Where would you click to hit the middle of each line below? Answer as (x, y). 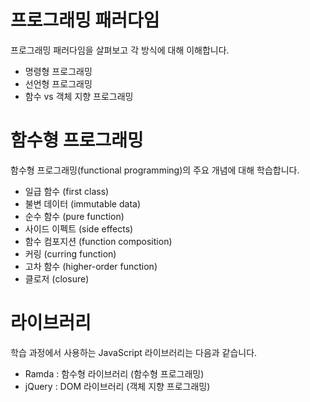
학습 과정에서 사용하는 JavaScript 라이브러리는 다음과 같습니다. (134, 352)
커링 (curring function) (70, 253)
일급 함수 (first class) (67, 191)
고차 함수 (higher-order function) (91, 266)
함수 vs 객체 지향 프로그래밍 (79, 96)
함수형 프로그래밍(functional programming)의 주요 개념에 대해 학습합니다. (155, 170)
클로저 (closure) (57, 278)
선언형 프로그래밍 (58, 83)
